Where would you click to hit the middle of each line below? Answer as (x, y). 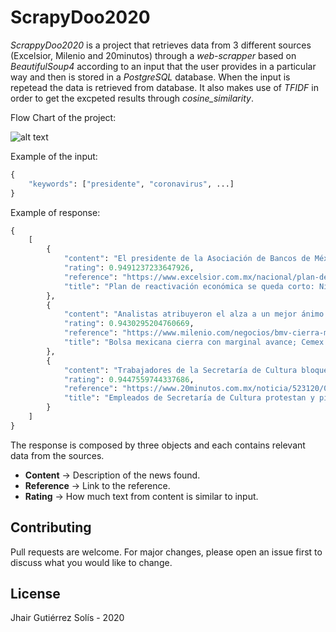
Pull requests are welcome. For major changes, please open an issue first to (166, 552)
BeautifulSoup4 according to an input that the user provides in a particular (163, 66)
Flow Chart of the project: (63, 117)
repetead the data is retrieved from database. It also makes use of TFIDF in (164, 87)
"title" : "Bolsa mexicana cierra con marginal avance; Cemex (194, 342)
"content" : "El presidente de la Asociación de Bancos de (187, 259)
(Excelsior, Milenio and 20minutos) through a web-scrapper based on (153, 55)
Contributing (51, 527)
